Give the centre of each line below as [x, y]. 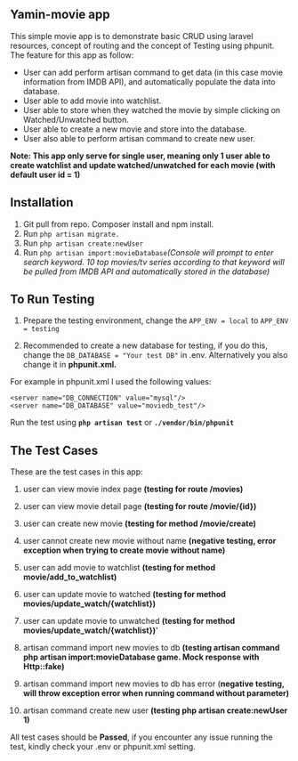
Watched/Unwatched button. [76, 119]
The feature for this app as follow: [72, 55]
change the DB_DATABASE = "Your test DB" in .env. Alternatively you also [155, 355]
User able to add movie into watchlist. [92, 101]
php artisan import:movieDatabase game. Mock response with [141, 657]
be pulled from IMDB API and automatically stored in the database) [146, 271]
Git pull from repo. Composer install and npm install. [118, 224]
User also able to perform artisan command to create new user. [139, 138]
